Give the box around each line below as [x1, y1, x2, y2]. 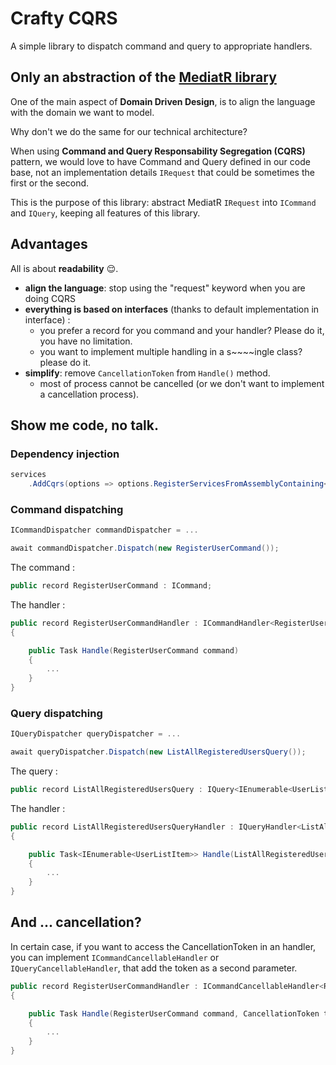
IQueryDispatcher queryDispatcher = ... [10, 729, 182, 739]
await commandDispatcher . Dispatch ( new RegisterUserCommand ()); [10, 543, 280, 554]
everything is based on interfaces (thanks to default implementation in [24, 303, 320, 315]
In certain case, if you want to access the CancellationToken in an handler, [10, 940, 317, 952]
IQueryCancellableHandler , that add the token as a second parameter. [10, 962, 298, 974]
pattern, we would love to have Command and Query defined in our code [10, 155, 311, 167]
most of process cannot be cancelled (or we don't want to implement [39, 377, 325, 389]
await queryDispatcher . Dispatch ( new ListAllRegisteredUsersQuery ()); [10, 747, 307, 757]
